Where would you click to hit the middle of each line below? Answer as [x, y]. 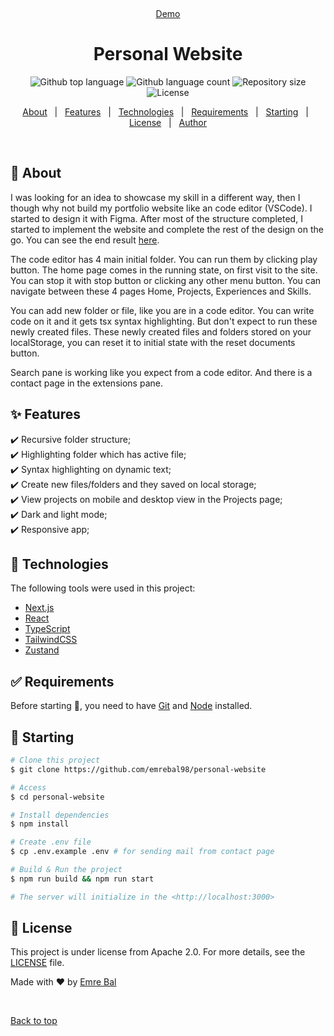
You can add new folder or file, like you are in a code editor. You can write [162, 310]
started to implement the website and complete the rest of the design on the [167, 229]
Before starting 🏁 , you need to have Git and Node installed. [131, 706]
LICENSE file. [37, 963]
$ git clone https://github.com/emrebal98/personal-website [138, 769]
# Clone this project [55, 760]
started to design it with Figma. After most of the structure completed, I [156, 218]
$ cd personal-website [57, 797]
